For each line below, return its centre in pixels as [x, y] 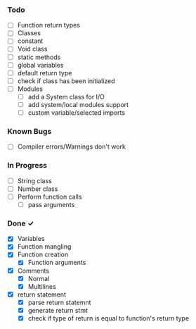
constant [30, 41]
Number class [38, 189]
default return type [45, 73]
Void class [32, 49]
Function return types [49, 25]
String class [34, 180]
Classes [29, 33]
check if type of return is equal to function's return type [109, 318]
